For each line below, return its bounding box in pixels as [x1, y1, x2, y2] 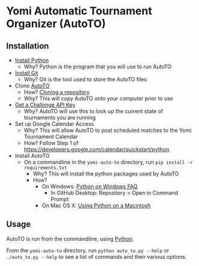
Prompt [50, 196, 69, 202]
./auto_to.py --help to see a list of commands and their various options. [6, 253, 187, 260]
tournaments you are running [23, 114, 96, 121]
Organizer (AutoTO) [6, 17, 106, 31]
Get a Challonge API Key [14, 101, 76, 108]
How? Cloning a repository [23, 89, 90, 95]
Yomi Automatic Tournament [6, 4, 152, 18]
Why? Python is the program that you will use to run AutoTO [23, 63, 172, 70]
